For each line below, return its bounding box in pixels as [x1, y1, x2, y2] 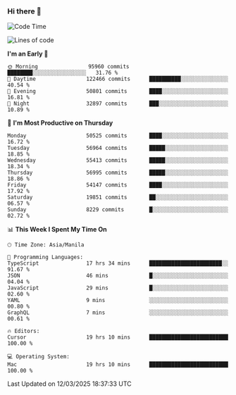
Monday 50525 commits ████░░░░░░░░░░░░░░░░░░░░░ [7, 132, 229, 139]
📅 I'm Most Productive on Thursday [7, 119, 113, 127]
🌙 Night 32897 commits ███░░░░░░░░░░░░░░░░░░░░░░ [7, 100, 229, 108]
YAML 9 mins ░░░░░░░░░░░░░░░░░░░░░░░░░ [7, 297, 229, 304]
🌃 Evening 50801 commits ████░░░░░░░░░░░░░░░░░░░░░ [7, 88, 229, 95]
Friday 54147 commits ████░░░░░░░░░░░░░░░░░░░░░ [7, 182, 229, 189]
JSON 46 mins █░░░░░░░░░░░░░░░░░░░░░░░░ [7, 272, 229, 280]
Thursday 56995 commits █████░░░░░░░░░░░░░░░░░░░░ [7, 169, 229, 177]
